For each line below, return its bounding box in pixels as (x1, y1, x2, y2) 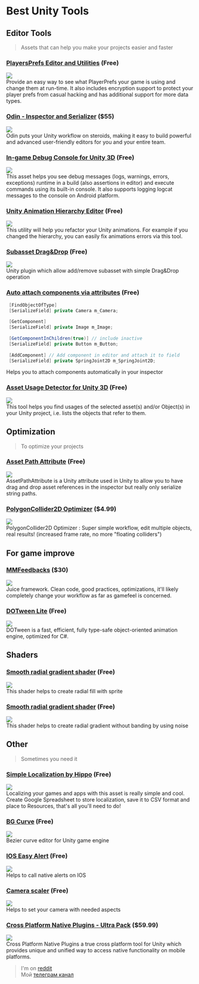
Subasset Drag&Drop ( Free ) (6, 248, 88, 256)
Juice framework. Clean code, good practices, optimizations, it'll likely (6, 585, 179, 593)
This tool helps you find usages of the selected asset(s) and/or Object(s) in (6, 403, 191, 410)
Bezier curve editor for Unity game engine (6, 837, 110, 844)
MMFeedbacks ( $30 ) (6, 566, 69, 574)
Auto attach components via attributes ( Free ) (6, 288, 140, 297)
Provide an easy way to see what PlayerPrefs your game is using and (6, 78, 176, 86)
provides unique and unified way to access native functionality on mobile (6, 947, 186, 954)
